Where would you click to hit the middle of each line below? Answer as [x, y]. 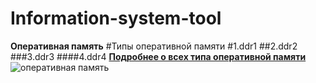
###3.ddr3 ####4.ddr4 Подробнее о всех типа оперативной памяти [158, 56]
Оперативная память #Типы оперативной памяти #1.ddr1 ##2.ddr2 [154, 46]
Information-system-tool [116, 18]
